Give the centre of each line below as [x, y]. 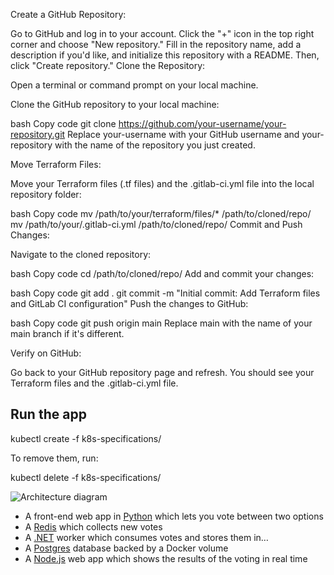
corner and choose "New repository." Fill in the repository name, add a [156, 44]
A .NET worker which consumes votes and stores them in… [146, 537]
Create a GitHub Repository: [68, 14]
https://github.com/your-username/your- [202, 123]
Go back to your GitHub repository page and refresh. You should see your [162, 372]
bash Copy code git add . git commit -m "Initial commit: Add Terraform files [165, 293]
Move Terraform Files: [56, 164]
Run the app [48, 414]
